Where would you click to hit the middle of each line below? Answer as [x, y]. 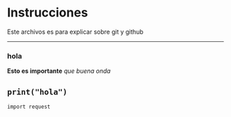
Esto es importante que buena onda [59, 71]
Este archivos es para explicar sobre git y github [75, 32]
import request [29, 107]
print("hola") [37, 92]
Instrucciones [47, 13]
